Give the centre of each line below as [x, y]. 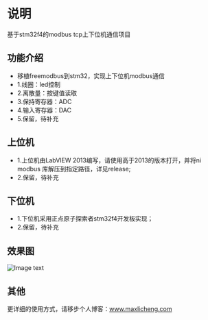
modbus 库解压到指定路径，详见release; [74, 169]
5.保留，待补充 [38, 119]
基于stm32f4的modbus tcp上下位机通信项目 [69, 34]
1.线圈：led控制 [38, 84]
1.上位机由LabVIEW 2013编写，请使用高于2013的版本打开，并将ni [109, 160]
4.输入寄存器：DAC [44, 110]
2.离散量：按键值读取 [47, 93]
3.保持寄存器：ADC [44, 101]
